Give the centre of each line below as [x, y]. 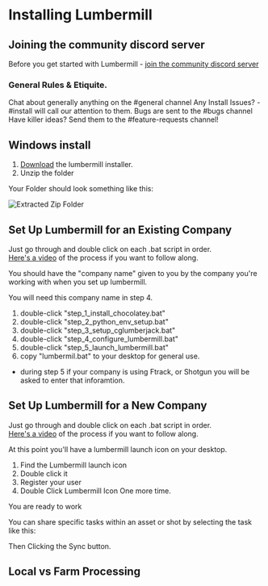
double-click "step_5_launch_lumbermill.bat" [94, 347]
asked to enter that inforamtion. [72, 380]
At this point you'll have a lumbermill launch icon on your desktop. [118, 449]
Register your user [51, 482]
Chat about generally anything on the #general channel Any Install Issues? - [134, 103]
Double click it [44, 473]
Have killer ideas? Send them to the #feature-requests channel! [114, 119]
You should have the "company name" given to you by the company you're [133, 273]
